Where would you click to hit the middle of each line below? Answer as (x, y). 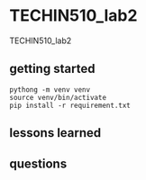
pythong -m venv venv (50, 90)
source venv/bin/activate (58, 97)
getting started (52, 69)
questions (38, 163)
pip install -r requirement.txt (70, 105)
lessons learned (55, 133)
